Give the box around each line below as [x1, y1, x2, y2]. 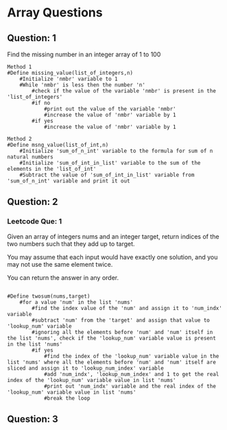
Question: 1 [7, 32, 57, 44]
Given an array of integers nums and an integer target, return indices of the [7, 232, 219, 241]
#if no [32, 99, 51, 106]
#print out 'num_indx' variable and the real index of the [43, 383, 216, 390]
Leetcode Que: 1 [7, 217, 62, 226]
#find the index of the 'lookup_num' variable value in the [43, 353, 219, 359]
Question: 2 [7, 196, 58, 208]
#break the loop [43, 394, 91, 402]
